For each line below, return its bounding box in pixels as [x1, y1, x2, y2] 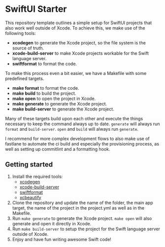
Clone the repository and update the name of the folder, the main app [12, 200, 153, 206]
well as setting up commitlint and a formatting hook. [5, 146, 110, 152]
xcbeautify [19, 194, 41, 200]
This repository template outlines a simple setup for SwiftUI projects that [5, 20, 152, 26]
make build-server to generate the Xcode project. [12, 106, 114, 112]
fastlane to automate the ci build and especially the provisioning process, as [5, 141, 159, 146]
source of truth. [12, 45, 44, 51]
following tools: [5, 30, 36, 36]
